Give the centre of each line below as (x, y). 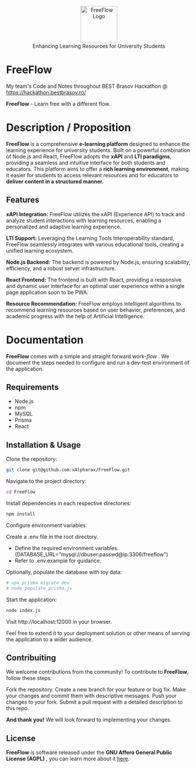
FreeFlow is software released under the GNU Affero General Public (89, 753)
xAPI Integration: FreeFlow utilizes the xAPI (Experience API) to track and (95, 214)
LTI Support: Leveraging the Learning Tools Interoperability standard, (90, 238)
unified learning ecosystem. (40, 250)
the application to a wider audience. (49, 639)
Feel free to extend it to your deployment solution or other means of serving (98, 633)
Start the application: (31, 600)
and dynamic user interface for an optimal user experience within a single (95, 286)
